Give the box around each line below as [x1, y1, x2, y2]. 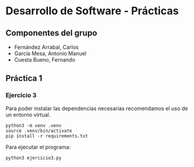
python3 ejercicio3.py [5, 155, 62, 161]
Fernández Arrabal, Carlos [14, 43, 79, 51]
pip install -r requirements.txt [5, 133, 88, 139]
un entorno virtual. [5, 111, 51, 118]
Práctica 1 [5, 73, 43, 84]
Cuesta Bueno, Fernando [14, 56, 75, 63]
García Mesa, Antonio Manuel [14, 50, 87, 57]
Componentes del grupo [5, 28, 97, 38]
